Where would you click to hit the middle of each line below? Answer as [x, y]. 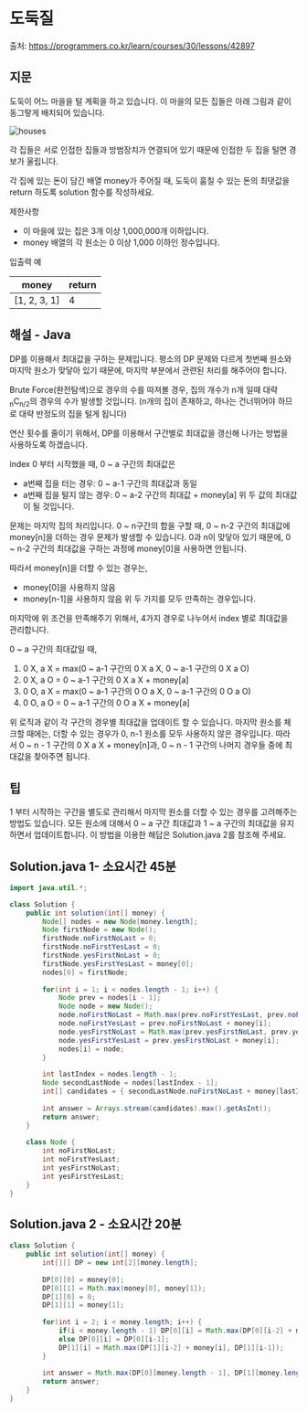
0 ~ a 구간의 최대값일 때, [53, 649]
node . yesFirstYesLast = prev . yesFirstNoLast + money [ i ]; [169, 1040]
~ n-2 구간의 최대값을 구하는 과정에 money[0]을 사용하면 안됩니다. [128, 548]
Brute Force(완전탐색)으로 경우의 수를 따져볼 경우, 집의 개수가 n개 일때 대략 [144, 389]
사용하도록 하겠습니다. [49, 445]
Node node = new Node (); [106, 1006]
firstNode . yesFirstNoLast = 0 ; [102, 956]
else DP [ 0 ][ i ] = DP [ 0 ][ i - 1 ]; [114, 1339]
